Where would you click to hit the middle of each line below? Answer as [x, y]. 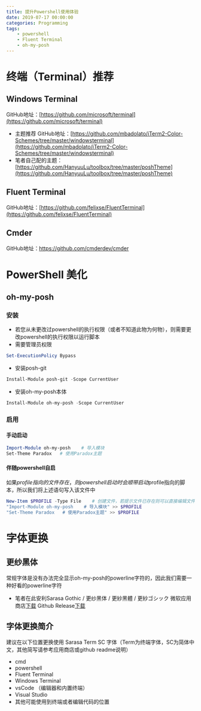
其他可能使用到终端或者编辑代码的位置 [62, 701]
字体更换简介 [30, 627]
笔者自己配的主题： [39, 160]
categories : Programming [37, 23]
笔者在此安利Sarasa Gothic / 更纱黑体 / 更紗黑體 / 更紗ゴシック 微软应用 [103, 598]
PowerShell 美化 [47, 274]
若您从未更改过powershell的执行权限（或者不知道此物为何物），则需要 [100, 329]
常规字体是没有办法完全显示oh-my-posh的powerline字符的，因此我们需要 [97, 578]
